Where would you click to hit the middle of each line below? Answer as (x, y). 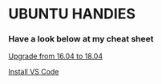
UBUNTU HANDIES (72, 14)
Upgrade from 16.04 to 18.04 (55, 56)
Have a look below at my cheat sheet (81, 39)
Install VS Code (34, 72)
